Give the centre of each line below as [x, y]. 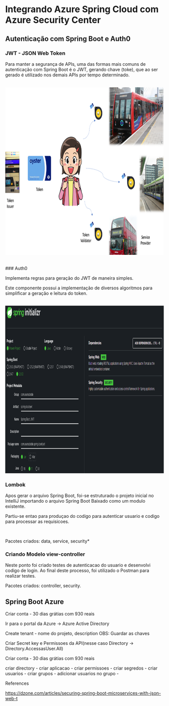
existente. [15, 506]
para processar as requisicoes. [37, 521]
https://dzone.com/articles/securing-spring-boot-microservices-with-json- [83, 693]
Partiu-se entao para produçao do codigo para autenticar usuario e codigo [82, 516]
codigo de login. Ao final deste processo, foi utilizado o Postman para [77, 570]
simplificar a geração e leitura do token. [46, 293]
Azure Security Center [53, 20]
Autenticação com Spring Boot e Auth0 [68, 39]
